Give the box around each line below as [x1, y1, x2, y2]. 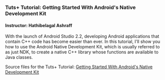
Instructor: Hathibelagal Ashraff [5, 22, 73, 28]
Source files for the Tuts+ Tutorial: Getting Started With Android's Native [5, 64, 153, 70]
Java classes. [5, 54, 33, 60]
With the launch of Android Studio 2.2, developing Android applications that [5, 34, 160, 40]
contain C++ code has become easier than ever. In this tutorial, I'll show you [5, 39, 161, 44]
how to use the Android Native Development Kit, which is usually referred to [5, 44, 160, 50]
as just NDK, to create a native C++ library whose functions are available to [5, 49, 159, 55]
